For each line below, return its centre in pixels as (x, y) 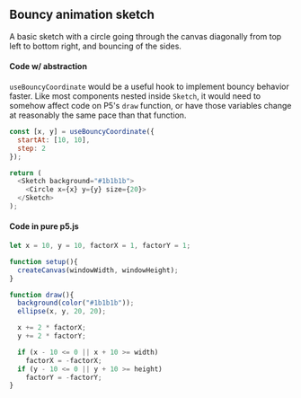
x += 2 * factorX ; (52, 328)
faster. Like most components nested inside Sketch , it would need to (135, 96)
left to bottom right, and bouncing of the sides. (96, 46)
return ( (26, 173)
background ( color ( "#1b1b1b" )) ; (76, 303)
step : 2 (32, 148)
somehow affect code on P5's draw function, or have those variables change (150, 106)
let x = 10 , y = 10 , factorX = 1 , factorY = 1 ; (100, 246)
